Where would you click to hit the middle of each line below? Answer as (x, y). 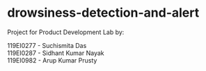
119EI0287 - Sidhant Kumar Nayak (56, 53)
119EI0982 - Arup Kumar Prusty (52, 60)
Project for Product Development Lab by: (66, 32)
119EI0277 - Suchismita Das (47, 45)
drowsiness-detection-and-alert (103, 13)
